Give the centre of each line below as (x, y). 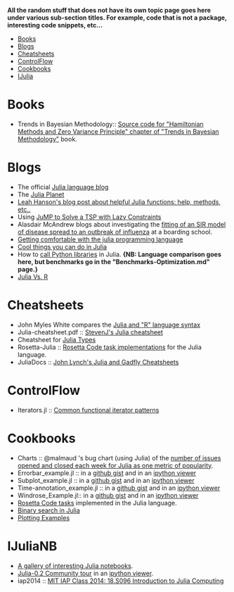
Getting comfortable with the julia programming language (100, 239)
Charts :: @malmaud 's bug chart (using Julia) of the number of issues (119, 458)
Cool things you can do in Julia (62, 246)
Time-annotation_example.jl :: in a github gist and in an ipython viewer (119, 488)
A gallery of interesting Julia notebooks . (75, 565)
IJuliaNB (32, 546)
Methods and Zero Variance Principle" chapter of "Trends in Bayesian (118, 131)
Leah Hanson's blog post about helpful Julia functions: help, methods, (119, 202)
